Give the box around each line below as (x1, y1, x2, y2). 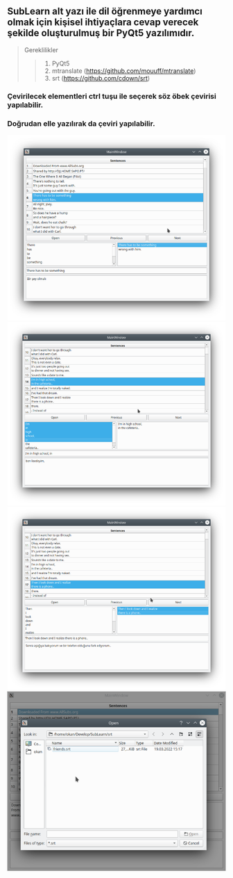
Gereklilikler (24, 45, 59, 54)
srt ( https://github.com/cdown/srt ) (51, 74, 150, 82)
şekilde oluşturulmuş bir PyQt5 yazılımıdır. (7, 27, 195, 39)
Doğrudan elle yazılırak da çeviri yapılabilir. (7, 118, 155, 128)
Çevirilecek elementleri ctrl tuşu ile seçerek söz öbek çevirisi (7, 91, 216, 101)
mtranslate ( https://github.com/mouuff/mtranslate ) (51, 66, 196, 75)
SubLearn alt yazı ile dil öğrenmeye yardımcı (7, 6, 202, 17)
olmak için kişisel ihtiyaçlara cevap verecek (7, 17, 199, 29)
